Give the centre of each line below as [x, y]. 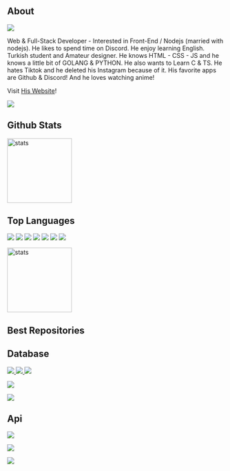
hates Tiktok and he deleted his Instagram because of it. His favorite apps [112, 70]
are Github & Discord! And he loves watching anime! [81, 77]
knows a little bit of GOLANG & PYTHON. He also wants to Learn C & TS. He [115, 63]
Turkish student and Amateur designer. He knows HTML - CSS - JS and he [113, 55]
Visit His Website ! [32, 91]
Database [28, 354]
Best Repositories [46, 330]
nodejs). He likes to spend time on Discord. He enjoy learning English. [106, 48]
